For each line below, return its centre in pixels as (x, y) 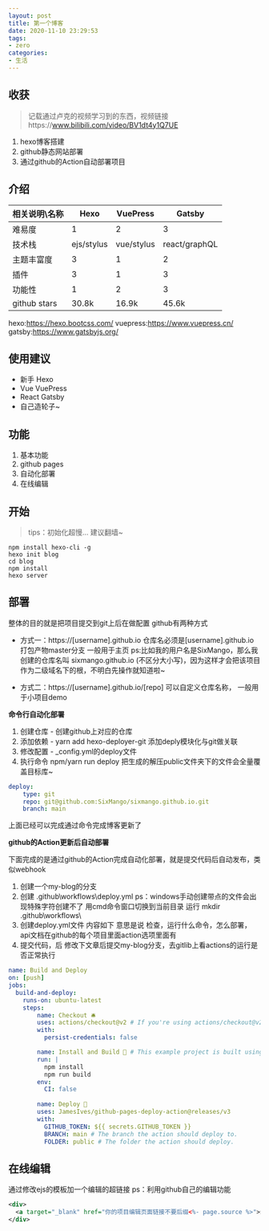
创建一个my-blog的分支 (58, 887)
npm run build (67, 1075)
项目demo (51, 697)
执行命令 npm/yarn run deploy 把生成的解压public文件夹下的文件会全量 (137, 761)
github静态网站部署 (52, 151)
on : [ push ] (26, 978)
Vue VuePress (43, 388)
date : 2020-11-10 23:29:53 (53, 30)
